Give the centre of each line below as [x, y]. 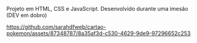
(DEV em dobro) [27, 15]
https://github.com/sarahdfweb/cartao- [56, 27]
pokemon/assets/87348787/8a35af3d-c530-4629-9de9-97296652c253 [98, 33]
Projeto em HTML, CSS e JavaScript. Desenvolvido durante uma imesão [97, 9]
